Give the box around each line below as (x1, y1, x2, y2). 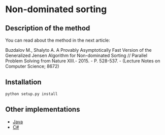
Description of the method (5, 24, 90, 32)
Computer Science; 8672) (5, 63, 59, 69)
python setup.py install (5, 91, 58, 96)
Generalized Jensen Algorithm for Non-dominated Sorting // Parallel (5, 52, 148, 58)
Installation (5, 78, 42, 87)
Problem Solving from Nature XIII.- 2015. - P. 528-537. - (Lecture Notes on (5, 58, 160, 64)
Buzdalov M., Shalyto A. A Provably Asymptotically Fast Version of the (5, 47, 152, 53)
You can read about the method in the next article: (5, 37, 110, 43)
